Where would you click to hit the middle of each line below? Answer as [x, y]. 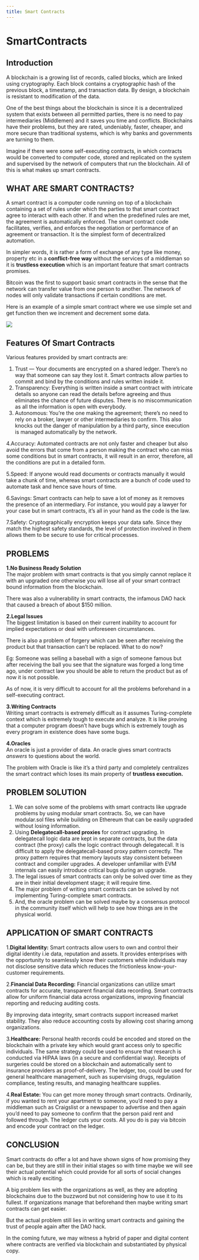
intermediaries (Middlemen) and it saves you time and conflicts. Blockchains [99, 120]
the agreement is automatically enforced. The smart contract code [87, 222]
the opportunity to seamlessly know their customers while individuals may [97, 960]
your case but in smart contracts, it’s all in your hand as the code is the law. [98, 511]
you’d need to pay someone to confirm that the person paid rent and [90, 1113]
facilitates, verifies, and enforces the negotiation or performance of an [92, 228]
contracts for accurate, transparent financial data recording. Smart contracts [100, 990]
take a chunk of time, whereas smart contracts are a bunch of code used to [99, 480]
